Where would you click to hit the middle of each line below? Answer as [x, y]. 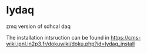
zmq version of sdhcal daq [38, 26]
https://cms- [126, 37]
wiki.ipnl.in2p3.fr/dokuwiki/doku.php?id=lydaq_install [71, 44]
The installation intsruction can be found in [58, 37]
